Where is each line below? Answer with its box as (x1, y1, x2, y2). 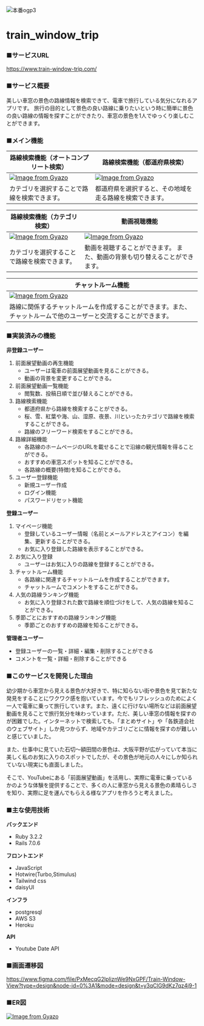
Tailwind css (15, 877, 47, 884)
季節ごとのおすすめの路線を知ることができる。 (24, 622, 141, 629)
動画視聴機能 (121, 217, 158, 226)
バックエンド (6, 821, 38, 828)
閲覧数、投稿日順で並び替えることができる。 (24, 390, 136, 397)
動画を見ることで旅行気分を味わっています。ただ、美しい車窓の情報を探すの (6, 710, 197, 717)
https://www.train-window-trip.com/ (6, 65, 97, 73)
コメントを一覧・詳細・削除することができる (15, 655, 127, 663)
